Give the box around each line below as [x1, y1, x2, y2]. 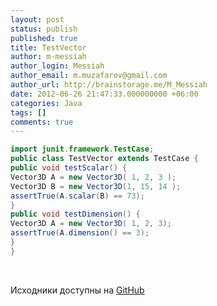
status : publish [10, 24, 78, 34]
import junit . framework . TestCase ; [10, 144, 155, 155]
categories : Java [10, 98, 83, 108]
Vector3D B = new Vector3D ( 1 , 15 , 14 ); [10, 181, 182, 191]
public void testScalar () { [10, 163, 128, 173]
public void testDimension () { [10, 209, 141, 220]
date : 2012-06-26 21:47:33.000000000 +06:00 [10, 89, 199, 99]
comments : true [10, 117, 74, 127]
